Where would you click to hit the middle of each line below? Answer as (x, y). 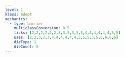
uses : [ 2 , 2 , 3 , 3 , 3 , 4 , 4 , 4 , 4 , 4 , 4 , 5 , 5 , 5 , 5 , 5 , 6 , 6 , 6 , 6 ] (66, 38)
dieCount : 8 (26, 47)
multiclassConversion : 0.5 (42, 28)
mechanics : (16, 19)
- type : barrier (26, 24)
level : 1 (14, 10)
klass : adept (19, 14)
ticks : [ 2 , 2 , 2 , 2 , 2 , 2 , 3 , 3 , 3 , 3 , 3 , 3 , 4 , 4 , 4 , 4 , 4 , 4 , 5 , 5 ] (67, 33)
